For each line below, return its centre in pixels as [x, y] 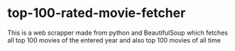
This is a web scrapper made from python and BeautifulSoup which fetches [118, 33]
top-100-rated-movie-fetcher [97, 13]
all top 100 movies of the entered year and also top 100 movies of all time [114, 40]
